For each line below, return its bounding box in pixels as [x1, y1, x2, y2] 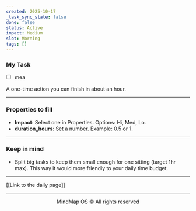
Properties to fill [6, 106, 52, 114]
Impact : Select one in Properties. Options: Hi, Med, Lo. [14, 119, 146, 126]
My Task [6, 60, 31, 68]
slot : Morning [6, 36, 41, 41]
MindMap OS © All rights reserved [56, 198, 140, 205]
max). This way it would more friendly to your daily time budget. [14, 164, 168, 171]
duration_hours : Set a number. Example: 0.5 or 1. [14, 125, 133, 132]
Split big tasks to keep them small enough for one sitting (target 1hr [14, 158, 176, 165]
